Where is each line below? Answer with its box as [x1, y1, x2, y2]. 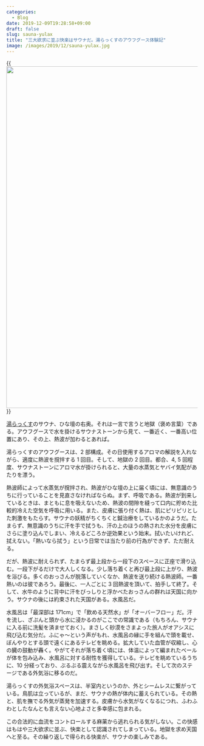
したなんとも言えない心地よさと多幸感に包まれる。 [16, 705, 144, 712]
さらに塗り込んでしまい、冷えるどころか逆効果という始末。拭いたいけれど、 [6, 529, 197, 536]
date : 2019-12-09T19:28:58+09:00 [6, 20, 91, 26]
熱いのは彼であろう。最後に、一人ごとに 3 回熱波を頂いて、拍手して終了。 [6, 580, 192, 587]
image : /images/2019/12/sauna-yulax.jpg [6, 43, 110, 49]
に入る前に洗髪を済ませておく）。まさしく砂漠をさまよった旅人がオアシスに [6, 623, 195, 631]
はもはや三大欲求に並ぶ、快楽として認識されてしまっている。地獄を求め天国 [6, 725, 197, 733]
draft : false [6, 26, 39, 32]
